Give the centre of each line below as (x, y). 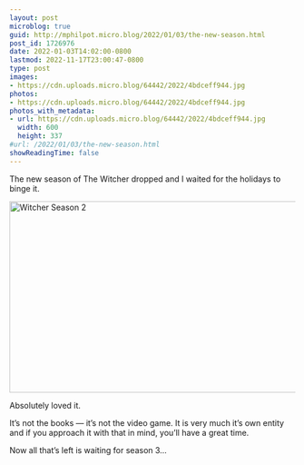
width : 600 (38, 128)
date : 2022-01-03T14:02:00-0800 (70, 52)
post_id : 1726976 (42, 43)
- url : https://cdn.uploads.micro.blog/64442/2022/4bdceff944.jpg (137, 119)
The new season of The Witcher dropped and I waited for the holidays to (145, 179)
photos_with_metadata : (52, 111)
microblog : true (40, 26)
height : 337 (40, 136)
